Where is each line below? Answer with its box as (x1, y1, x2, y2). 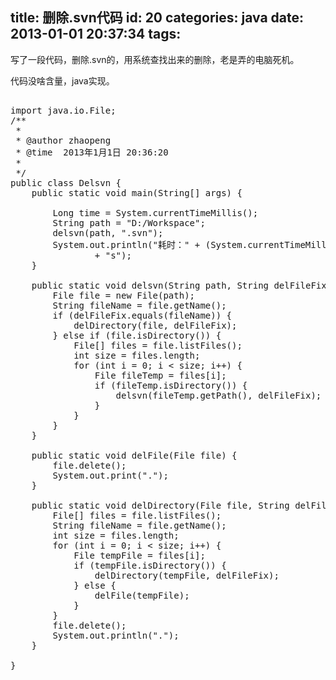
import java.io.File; (10, 104, 117, 116)
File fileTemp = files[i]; (94, 369, 227, 381)
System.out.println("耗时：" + (52, 239, 201, 250)
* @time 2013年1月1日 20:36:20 (15, 146, 169, 158)
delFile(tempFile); (94, 589, 190, 601)
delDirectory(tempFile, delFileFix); (94, 569, 280, 581)
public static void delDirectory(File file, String (31, 499, 290, 511)
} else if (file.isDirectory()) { (52, 329, 222, 341)
